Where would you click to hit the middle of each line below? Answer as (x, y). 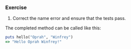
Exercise (16, 7)
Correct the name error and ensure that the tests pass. (69, 18)
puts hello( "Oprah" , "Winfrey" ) (39, 37)
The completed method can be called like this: (53, 28)
